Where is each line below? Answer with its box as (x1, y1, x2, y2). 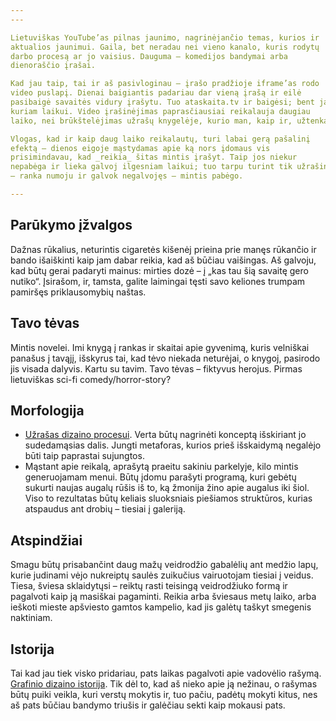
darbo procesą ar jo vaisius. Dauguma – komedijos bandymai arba (10, 51, 288, 61)
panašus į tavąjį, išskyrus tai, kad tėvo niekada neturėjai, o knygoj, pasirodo (10, 352, 321, 364)
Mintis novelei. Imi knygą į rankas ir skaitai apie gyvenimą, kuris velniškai (10, 341, 310, 353)
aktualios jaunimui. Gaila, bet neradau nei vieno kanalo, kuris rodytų (10, 42, 320, 52)
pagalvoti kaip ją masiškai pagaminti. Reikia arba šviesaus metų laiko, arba (10, 591, 317, 603)
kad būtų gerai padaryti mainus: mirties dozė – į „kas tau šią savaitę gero (10, 264, 309, 276)
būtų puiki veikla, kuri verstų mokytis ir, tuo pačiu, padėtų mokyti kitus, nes (10, 688, 318, 700)
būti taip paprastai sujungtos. (24, 450, 145, 462)
